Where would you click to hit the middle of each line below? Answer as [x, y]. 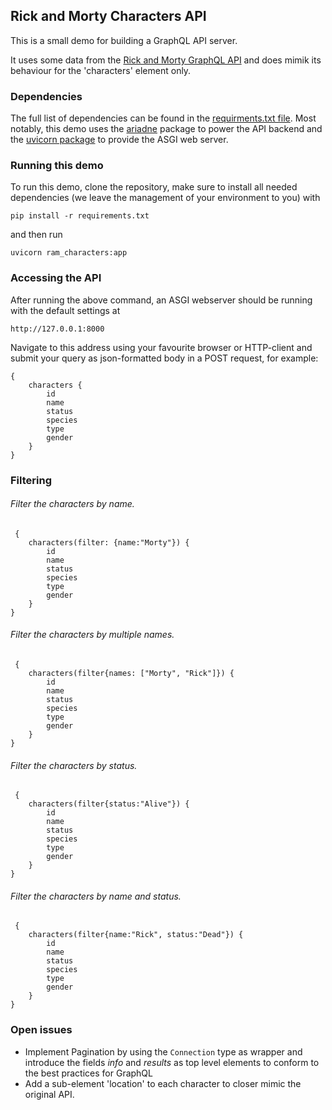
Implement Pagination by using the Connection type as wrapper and [163, 1051]
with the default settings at [65, 310]
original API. [49, 1094]
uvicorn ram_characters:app [69, 253]
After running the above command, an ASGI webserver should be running [161, 300]
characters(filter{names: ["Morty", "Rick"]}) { [131, 674]
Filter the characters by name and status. [96, 896]
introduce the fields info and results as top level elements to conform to [172, 1062]
